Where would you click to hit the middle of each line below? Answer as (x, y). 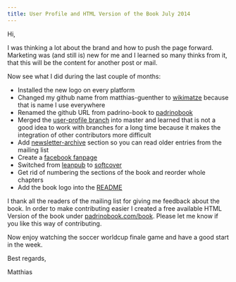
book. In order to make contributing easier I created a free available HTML (115, 208)
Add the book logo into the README (70, 187)
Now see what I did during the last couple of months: (84, 76)
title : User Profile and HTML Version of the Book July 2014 (99, 14)
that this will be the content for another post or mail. (82, 62)
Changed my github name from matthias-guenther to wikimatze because (123, 97)
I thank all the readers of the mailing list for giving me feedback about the (113, 201)
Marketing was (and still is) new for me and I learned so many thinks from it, (117, 55)
